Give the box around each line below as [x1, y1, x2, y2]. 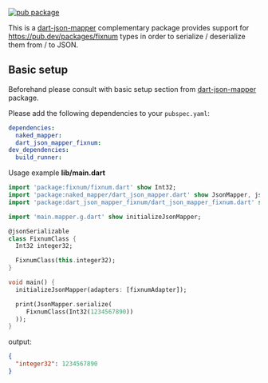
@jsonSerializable [8, 227, 69, 235]
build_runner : [15, 154, 62, 162]
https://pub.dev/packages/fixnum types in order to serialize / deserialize [8, 32, 246, 41]
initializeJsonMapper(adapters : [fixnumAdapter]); [15, 285, 187, 293]
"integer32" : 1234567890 [15, 360, 98, 368]
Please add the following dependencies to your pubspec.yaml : [8, 108, 210, 118]
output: [8, 337, 32, 347]
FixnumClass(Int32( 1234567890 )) [26, 308, 134, 316]
